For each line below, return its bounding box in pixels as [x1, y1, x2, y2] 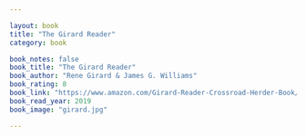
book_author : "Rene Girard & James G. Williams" [9, 72, 198, 81]
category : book [9, 38, 67, 47]
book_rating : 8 [9, 80, 67, 89]
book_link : [9, 88, 51, 97]
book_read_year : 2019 [9, 96, 92, 105]
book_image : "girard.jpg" [9, 105, 107, 114]
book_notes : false [9, 54, 79, 63]
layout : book [9, 21, 59, 30]
